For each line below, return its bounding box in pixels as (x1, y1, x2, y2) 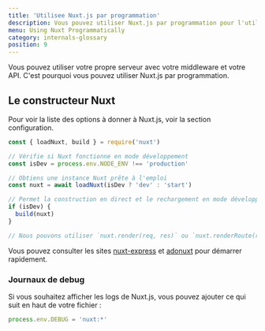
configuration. (8, 123, 54, 132)
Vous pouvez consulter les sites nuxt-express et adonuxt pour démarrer (8, 246, 242, 255)
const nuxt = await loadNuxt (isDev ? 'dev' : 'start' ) (8, 181, 192, 189)
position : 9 (8, 41, 47, 49)
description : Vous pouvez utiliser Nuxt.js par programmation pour (8, 19, 235, 27)
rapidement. (8, 254, 48, 264)
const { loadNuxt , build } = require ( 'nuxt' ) (8, 138, 160, 146)
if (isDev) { (8, 203, 51, 211)
